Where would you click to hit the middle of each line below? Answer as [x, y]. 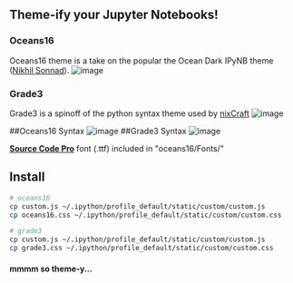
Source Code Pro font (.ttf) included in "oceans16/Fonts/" [117, 148]
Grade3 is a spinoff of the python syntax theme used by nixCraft [129, 113]
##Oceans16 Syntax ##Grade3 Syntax [98, 131]
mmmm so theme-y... [51, 268]
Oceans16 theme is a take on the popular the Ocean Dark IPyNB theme [142, 60]
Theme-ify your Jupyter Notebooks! [114, 15]
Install [27, 177]
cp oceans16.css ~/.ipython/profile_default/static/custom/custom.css [146, 215]
